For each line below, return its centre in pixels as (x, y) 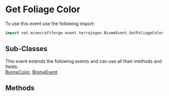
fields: (12, 66)
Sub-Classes (26, 49)
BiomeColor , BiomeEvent (31, 72)
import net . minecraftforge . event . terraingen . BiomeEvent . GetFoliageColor (84, 33)
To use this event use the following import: (50, 23)
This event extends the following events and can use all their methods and (84, 61)
